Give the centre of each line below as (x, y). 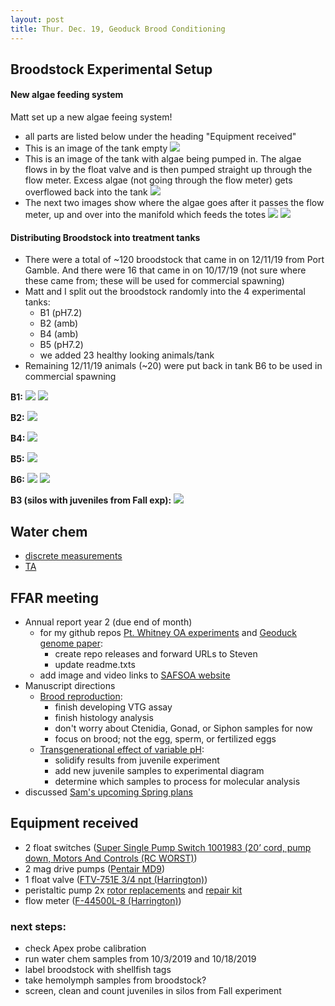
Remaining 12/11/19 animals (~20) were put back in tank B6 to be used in (173, 366)
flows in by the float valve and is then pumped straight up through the (168, 170)
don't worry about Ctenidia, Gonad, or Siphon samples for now (183, 728)
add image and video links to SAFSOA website (135, 675)
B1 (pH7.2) (61, 313)
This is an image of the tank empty (96, 148)
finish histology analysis (104, 717)
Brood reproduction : (81, 696)
